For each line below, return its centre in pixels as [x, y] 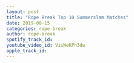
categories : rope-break [36, 28]
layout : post [23, 12]
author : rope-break [31, 34]
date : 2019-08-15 [28, 23]
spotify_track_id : [29, 40]
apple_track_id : [27, 51]
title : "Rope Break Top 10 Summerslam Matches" [68, 17]
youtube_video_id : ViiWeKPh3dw [46, 46]
